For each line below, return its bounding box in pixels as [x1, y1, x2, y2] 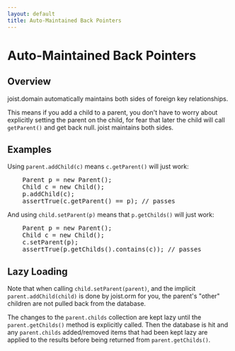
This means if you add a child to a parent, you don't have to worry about [7, 108, 218, 117]
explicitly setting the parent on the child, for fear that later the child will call [7, 115, 225, 124]
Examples [7, 143, 52, 156]
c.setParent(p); [22, 238, 79, 246]
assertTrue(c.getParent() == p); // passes [22, 197, 176, 205]
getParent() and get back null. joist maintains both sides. [7, 123, 174, 132]
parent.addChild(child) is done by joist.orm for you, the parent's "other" [7, 292, 221, 301]
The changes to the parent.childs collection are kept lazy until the [7, 313, 202, 322]
